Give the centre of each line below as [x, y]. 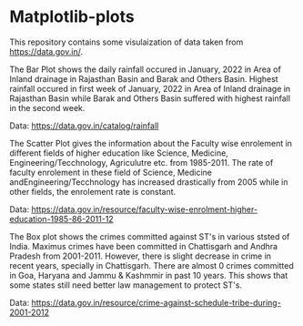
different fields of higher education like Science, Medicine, [119, 153]
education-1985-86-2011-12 [61, 219]
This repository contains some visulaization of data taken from [126, 42]
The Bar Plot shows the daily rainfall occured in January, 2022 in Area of [146, 69]
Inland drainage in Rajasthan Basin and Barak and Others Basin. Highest [144, 78]
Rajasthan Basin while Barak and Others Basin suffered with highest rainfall [150, 98]
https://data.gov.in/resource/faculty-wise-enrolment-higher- [144, 209]
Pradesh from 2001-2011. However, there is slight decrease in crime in [140, 256]
